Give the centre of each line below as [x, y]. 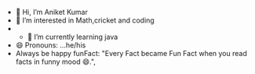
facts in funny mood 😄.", [56, 62]
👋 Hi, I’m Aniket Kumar [51, 12]
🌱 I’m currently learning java [73, 37]
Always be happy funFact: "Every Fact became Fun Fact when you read [131, 53]
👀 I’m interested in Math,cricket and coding [85, 20]
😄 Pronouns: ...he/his [51, 45]
